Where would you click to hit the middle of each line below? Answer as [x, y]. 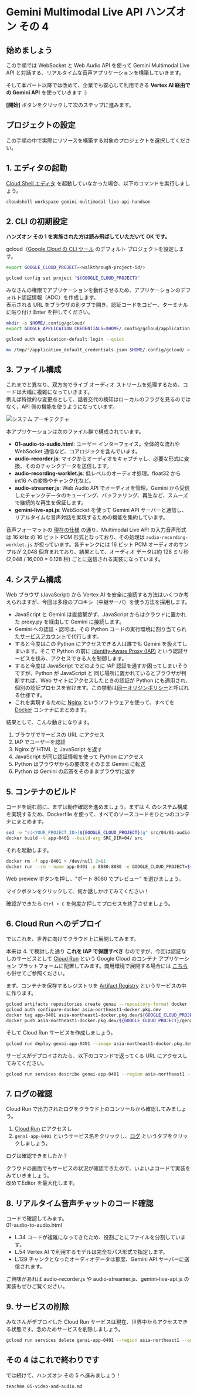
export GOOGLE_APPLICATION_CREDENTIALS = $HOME [62, 328]
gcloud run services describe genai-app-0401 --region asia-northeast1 [95, 1074]
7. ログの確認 [29, 1093]
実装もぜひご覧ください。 [37, 1286]
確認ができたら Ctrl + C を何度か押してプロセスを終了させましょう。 [90, 903]
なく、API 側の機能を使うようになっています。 [62, 407]
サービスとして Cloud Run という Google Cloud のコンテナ [86, 959]
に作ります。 [21, 993]
